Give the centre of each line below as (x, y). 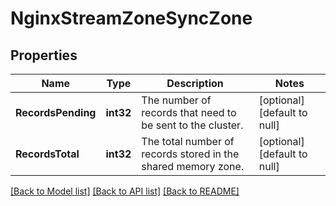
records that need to (189, 112)
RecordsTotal (47, 154)
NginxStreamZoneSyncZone (131, 18)
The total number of (188, 141)
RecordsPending (56, 112)
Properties (44, 55)
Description (195, 83)
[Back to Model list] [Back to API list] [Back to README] (125, 191)
